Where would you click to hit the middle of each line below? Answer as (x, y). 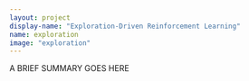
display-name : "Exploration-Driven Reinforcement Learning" (125, 26)
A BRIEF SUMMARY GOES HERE (69, 68)
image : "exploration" (50, 43)
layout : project (40, 18)
